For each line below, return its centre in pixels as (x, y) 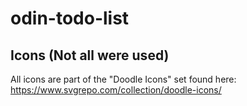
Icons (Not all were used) (90, 55)
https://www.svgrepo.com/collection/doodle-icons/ (116, 90)
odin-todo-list (70, 18)
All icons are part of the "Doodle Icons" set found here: (123, 79)
